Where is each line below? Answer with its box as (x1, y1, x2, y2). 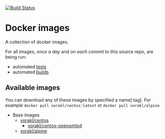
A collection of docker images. (5, 39, 69, 45)
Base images (12, 112, 39, 118)
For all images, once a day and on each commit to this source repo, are (5, 48, 154, 55)
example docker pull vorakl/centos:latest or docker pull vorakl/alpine (5, 102, 160, 108)
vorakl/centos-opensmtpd (27, 122, 82, 128)
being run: (5, 54, 27, 60)
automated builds (12, 69, 49, 75)
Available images (5, 83, 61, 92)
